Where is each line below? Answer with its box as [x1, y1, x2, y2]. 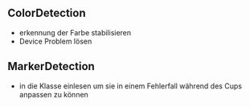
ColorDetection [7, 6, 86, 20]
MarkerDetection [7, 60, 96, 73]
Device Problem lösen [18, 36, 92, 46]
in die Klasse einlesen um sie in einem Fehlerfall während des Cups [18, 80, 243, 91]
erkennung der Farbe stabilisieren [18, 27, 132, 37]
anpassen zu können [18, 89, 89, 99]
